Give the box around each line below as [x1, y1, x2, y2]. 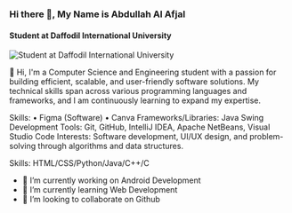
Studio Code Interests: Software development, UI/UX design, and [9, 131, 247, 142]
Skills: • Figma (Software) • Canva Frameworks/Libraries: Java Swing [9, 113, 264, 123]
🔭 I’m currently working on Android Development [21, 175, 202, 185]
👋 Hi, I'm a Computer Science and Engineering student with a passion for [9, 67, 277, 78]
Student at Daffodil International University [9, 30, 172, 41]
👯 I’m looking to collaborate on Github [21, 194, 160, 205]
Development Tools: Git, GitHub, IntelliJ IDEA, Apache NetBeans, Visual [9, 122, 271, 132]
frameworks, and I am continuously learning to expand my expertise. [9, 95, 261, 106]
